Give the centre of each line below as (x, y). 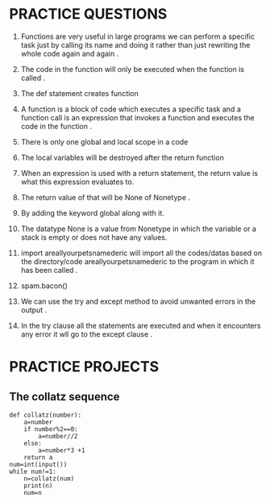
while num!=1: (33, 472)
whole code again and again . (70, 53)
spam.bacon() (44, 285)
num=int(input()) (38, 464)
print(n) (38, 485)
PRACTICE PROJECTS (84, 367)
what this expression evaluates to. (77, 182)
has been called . (49, 270)
